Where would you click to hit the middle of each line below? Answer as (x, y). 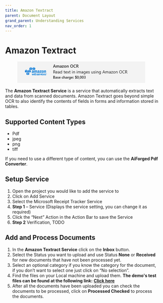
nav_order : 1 (18, 26)
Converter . (16, 164)
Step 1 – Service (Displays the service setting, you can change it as (80, 207)
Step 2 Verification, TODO (38, 222)
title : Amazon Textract (29, 10)
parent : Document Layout (30, 15)
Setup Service (27, 179)
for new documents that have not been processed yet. (67, 260)
